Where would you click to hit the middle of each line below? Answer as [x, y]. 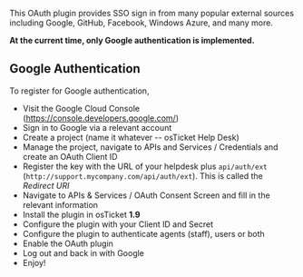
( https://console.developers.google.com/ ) [101, 118]
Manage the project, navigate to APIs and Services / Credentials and [150, 147]
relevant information [60, 204]
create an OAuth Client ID [70, 156]
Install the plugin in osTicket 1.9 [81, 214]
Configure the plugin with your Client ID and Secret [118, 224]
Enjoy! [34, 262]
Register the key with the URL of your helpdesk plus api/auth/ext [145, 166]
